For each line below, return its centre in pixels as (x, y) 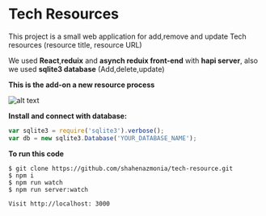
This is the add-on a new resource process (82, 85)
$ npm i (21, 175)
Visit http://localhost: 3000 (59, 204)
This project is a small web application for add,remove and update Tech (127, 36)
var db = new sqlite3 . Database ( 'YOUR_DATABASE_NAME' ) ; (103, 138)
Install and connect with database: (68, 116)
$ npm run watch (36, 182)
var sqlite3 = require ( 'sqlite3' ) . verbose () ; (86, 131)
